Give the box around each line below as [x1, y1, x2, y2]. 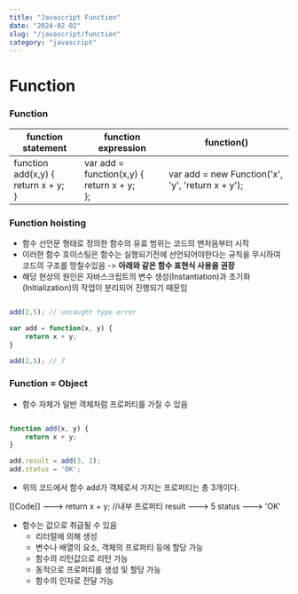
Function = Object [9, 377, 89, 390]
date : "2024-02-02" [9, 21, 82, 30]
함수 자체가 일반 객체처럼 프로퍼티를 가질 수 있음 [21, 399, 188, 409]
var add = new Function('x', [168, 168, 284, 180]
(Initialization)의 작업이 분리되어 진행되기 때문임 [21, 282, 188, 293]
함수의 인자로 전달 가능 [35, 575, 114, 586]
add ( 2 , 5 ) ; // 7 [9, 356, 66, 365]
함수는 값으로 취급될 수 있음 [21, 520, 118, 531]
